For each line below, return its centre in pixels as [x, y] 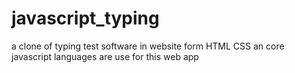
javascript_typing [85, 18]
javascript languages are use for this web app [105, 56]
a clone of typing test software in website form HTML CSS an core [148, 46]
